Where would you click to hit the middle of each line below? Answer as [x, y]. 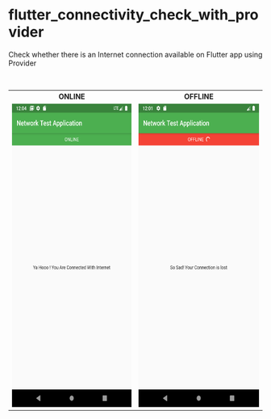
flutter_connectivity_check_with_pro [133, 15]
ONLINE [72, 97]
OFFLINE [199, 97]
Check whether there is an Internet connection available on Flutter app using [135, 54]
